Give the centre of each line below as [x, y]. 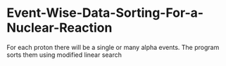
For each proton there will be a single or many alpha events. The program [113, 47]
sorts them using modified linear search [64, 55]
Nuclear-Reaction [59, 28]
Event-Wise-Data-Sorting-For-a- [105, 13]
